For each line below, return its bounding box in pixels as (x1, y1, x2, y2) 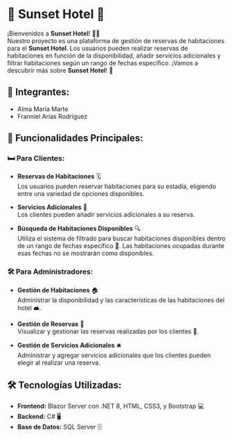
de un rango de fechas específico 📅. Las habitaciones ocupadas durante (17, 242, 225, 250)
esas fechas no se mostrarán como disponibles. (17, 249, 154, 258)
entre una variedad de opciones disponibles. (17, 190, 145, 198)
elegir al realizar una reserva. (17, 358, 100, 367)
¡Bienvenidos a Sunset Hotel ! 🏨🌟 (7, 29, 100, 38)
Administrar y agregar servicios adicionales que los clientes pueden (17, 351, 211, 359)
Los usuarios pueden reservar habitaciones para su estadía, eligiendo (17, 182, 217, 190)
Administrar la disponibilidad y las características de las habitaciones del (17, 295, 225, 304)
